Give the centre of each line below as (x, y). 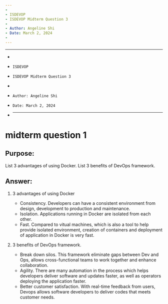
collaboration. (34, 265)
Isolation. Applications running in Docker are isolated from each (85, 214)
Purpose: (20, 154)
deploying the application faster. (53, 281)
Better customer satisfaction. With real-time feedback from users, (88, 286)
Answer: (19, 182)
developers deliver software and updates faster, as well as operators (90, 275)
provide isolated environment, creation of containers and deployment (91, 230)
